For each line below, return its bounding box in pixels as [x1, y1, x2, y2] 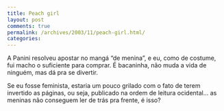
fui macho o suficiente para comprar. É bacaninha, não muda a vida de [7, 61, 207, 69]
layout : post [7, 16, 45, 23]
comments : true [7, 22, 51, 29]
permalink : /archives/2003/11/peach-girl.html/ [7, 29, 146, 36]
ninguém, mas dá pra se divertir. [7, 69, 98, 77]
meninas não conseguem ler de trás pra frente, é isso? [7, 96, 161, 104]
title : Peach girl [7, 10, 60, 17]
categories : [7, 35, 41, 42]
